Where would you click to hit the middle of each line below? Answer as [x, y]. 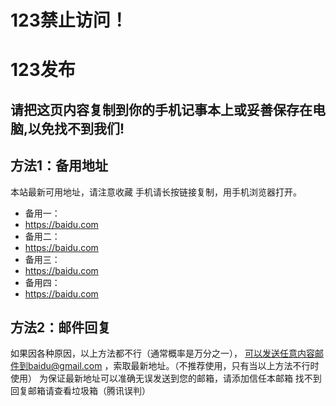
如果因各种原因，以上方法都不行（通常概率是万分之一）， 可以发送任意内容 [162, 353]
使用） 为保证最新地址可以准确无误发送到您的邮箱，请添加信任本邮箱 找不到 [166, 378]
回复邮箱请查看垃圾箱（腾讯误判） [80, 391]
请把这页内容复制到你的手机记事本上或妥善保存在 [161, 109]
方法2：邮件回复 [61, 327]
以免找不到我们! [76, 128]
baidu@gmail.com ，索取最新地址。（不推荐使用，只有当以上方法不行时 [173, 366]
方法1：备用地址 [59, 166]
